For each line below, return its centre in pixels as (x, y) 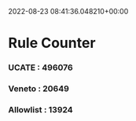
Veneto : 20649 (39, 89)
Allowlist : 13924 (40, 109)
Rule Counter (52, 43)
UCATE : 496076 (40, 68)
